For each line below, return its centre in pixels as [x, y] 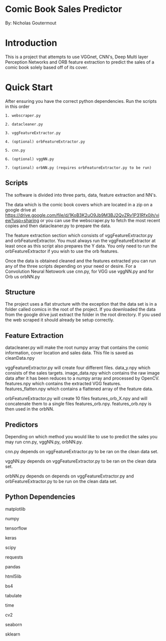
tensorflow [16, 528]
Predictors [22, 425]
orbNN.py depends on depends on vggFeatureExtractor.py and [69, 476]
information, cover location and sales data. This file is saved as [69, 353]
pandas [13, 566]
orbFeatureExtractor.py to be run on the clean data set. [61, 481]
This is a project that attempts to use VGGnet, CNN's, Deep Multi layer [77, 57]
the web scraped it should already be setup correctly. [60, 320]
